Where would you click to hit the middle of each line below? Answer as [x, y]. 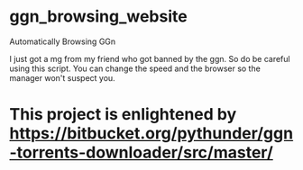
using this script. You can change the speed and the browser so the [135, 68]
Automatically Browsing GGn [63, 41]
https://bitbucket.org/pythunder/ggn [151, 134]
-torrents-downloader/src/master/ [141, 152]
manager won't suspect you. [62, 77]
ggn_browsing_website [98, 17]
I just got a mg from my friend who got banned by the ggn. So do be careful [150, 58]
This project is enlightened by [123, 115]
